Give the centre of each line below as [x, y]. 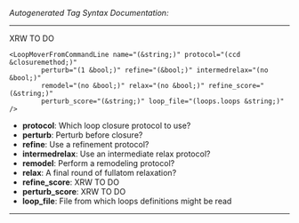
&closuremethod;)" [43, 62]
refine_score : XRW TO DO [71, 182]
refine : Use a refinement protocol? [85, 144]
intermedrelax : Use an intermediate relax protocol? [116, 154]
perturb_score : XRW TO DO [74, 191]
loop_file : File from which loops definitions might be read [127, 201]
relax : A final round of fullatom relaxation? [99, 173]
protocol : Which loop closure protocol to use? [106, 125]
